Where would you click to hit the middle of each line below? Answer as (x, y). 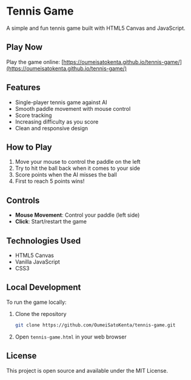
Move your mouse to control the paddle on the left (78, 162)
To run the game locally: (36, 302)
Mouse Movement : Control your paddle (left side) (77, 215)
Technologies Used (43, 241)
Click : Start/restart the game (51, 222)
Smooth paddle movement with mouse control (73, 108)
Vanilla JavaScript (38, 262)
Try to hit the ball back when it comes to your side (78, 168)
